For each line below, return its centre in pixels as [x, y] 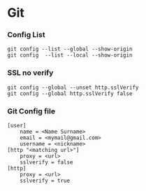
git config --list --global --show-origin [70, 49]
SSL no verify [30, 73]
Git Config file [31, 111]
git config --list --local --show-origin [70, 55]
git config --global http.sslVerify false [70, 93]
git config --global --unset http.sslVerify [73, 87]
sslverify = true [45, 181]
